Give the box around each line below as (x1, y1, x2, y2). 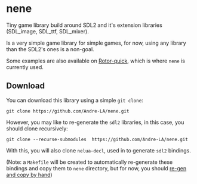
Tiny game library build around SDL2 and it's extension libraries (6, 21, 162, 29)
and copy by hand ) (6, 171, 53, 178)
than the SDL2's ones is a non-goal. (6, 45, 94, 52)
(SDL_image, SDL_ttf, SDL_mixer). (6, 27, 90, 35)
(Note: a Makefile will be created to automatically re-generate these (6, 158, 173, 166)
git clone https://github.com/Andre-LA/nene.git (6, 108, 130, 114)
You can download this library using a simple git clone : (6, 96, 143, 104)
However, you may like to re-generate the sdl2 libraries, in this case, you (6, 118, 184, 126)
